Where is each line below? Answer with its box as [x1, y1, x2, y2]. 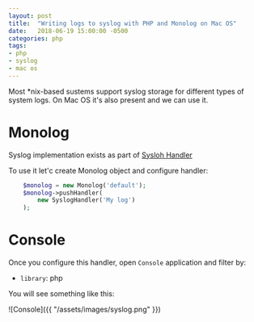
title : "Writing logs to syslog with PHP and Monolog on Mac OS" [8, 19, 237, 27]
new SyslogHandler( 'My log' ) [37, 196, 136, 204]
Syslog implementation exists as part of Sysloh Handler [8, 150, 193, 160]
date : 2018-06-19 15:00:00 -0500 [8, 27, 129, 35]
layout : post [8, 11, 53, 20]
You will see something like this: [8, 289, 115, 299]
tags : [8, 42, 27, 50]
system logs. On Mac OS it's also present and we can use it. [8, 94, 209, 105]
